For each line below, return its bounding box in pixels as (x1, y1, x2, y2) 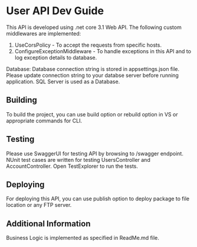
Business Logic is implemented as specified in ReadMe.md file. (6, 235, 159, 242)
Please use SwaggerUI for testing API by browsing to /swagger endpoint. (6, 149, 184, 157)
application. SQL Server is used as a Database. (6, 78, 120, 85)
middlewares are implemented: (6, 30, 81, 37)
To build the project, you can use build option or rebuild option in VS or (6, 110, 178, 118)
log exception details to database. (14, 54, 97, 61)
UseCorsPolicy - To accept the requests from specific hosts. (14, 41, 162, 48)
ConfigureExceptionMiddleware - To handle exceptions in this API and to (14, 47, 192, 54)
